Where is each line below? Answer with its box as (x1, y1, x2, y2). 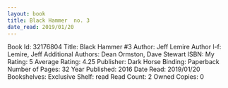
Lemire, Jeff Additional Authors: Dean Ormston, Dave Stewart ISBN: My (7, 50, 215, 58)
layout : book (7, 10, 46, 18)
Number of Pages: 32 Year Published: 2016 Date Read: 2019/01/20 (7, 65, 200, 74)
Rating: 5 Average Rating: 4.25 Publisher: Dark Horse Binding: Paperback (7, 58, 220, 66)
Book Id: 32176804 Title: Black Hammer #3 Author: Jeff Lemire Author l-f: (7, 43, 222, 51)
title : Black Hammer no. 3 (7, 17, 90, 24)
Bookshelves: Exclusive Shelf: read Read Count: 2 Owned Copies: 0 (7, 73, 205, 81)
